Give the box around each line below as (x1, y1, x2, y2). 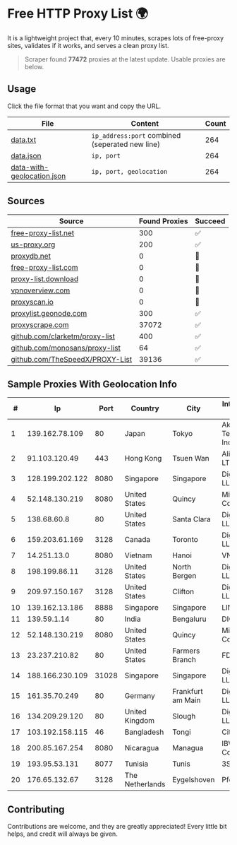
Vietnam (124, 550, 152, 560)
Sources (7, 195, 45, 207)
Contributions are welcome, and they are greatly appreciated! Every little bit (7, 822, 227, 831)
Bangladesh (124, 727, 164, 737)
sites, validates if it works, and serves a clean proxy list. (7, 41, 169, 49)
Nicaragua (124, 743, 159, 753)
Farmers (172, 646, 200, 656)
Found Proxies (138, 216, 188, 226)
